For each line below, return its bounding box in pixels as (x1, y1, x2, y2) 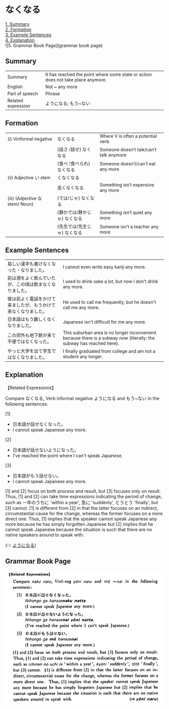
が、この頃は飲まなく (7, 281, 52, 287)
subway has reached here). (62, 340, 120, 347)
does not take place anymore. (45, 76, 107, 83)
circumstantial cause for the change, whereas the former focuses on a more (5, 510, 163, 516)
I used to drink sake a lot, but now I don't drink (62, 278, 158, 284)
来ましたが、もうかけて (7, 302, 56, 308)
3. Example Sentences (5, 32, 52, 38)
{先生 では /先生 (57, 223, 87, 229)
